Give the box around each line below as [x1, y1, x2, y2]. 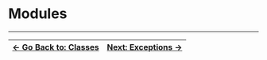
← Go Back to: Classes [12, 41, 99, 52]
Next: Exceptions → [106, 41, 183, 52]
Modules [8, 5, 68, 23]
